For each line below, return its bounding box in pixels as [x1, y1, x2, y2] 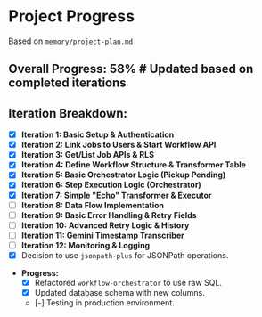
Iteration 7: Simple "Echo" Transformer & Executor [20, 190, 212, 200]
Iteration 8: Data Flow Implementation [20, 199, 165, 210]
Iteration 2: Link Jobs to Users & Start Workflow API [20, 140, 217, 150]
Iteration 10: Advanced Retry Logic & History [20, 220, 190, 231]
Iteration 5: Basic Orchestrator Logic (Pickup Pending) [20, 169, 226, 180]
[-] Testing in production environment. [34, 297, 175, 308]
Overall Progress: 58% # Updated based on [8, 61, 254, 77]
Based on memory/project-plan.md [8, 36, 134, 46]
